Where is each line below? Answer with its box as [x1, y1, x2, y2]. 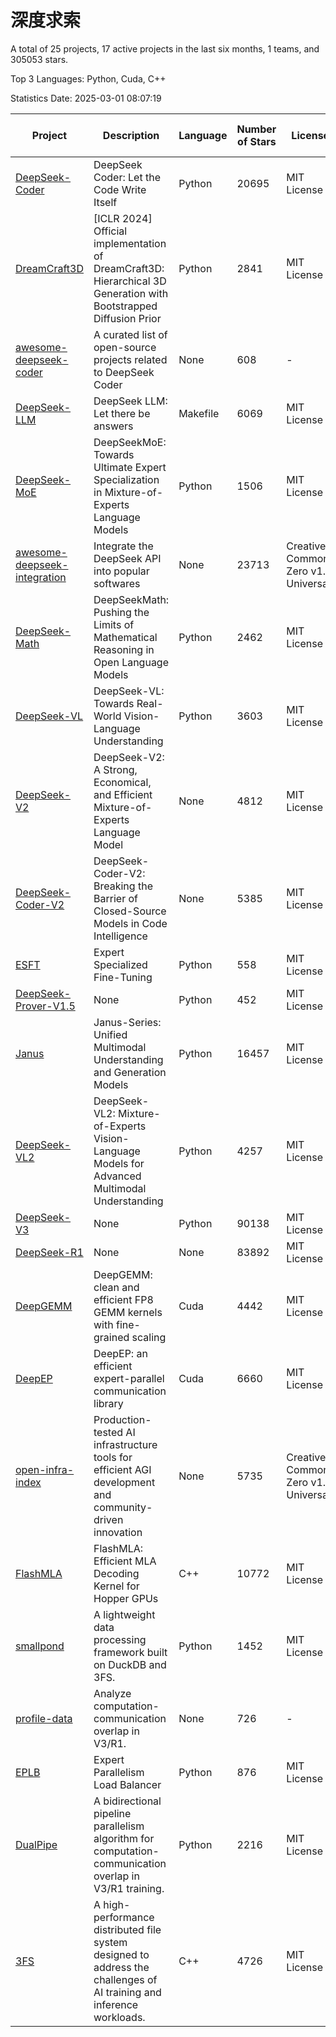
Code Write [93, 182, 147, 196]
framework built [93, 1645, 168, 1659]
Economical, [93, 775, 152, 789]
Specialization [93, 472, 160, 486]
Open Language [93, 655, 170, 669]
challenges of [93, 1972, 158, 1986]
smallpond [15, 1639, 65, 1653]
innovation [93, 1525, 143, 1539]
